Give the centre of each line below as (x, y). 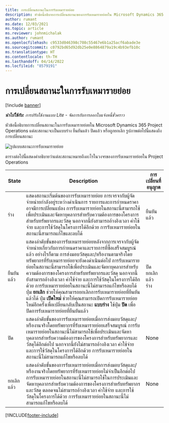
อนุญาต (154, 187)
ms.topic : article (24, 29)
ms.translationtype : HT (30, 52)
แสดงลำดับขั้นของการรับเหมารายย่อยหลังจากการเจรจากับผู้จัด (82, 242)
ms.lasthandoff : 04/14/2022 (35, 61)
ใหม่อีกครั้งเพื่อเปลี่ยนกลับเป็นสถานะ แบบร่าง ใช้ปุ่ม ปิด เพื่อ (81, 305)
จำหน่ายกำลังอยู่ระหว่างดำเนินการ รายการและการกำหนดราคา (82, 202)
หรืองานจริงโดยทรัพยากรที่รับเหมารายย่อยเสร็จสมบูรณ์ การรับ (83, 325)
